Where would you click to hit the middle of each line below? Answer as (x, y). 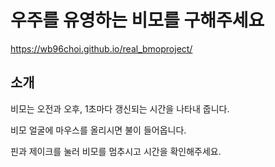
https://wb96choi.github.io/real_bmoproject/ (101, 48)
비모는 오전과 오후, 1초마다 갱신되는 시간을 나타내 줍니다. (120, 108)
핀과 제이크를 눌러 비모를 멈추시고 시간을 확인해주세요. (116, 151)
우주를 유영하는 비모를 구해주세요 (137, 20)
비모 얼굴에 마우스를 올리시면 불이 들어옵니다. (98, 130)
